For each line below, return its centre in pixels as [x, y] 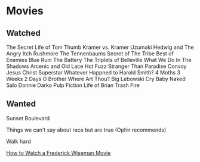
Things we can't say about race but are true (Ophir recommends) [86, 130]
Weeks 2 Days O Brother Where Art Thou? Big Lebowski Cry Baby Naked [96, 79]
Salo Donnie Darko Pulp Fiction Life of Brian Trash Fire [73, 85]
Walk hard [19, 141]
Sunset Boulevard [28, 118]
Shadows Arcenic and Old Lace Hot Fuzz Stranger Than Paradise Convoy [96, 66]
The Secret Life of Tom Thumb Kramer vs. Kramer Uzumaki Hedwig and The [100, 47]
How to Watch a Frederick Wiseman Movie [59, 152]
